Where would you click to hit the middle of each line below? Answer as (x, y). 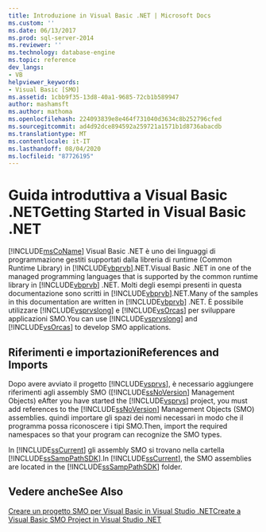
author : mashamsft (39, 104)
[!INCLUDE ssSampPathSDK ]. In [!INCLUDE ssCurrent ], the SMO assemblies (130, 458)
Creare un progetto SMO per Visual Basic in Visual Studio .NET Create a (125, 511)
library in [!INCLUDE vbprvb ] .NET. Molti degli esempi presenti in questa (125, 285)
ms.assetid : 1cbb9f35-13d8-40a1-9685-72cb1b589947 (94, 97)
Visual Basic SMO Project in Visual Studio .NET (85, 519)
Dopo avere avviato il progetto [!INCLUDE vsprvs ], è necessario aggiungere (131, 384)
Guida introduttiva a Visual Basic (118, 195)
